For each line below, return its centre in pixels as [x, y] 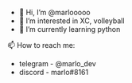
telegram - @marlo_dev [57, 63]
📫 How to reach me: [41, 45]
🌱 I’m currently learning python [70, 29]
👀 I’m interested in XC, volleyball [72, 21]
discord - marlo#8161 [54, 72]
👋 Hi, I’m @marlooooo [54, 12]
